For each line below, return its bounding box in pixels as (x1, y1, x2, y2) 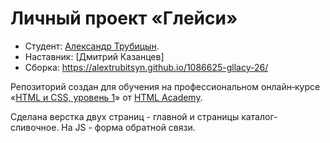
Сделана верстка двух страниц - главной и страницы (10, 110, 240, 122)
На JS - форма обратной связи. (61, 121, 196, 133)
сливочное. (10, 121, 60, 133)
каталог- (241, 110, 278, 122)
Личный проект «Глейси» (10, 7, 238, 30)
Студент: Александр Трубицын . (24, 40, 160, 52)
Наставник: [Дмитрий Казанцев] (24, 50, 165, 62)
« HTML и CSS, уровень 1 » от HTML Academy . (10, 91, 203, 103)
